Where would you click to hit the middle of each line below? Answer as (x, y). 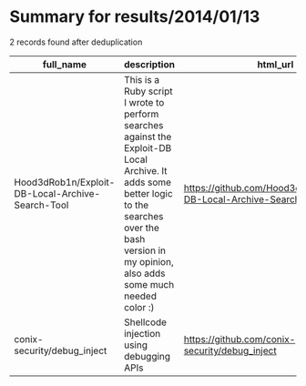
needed (141, 296)
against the (148, 137)
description (150, 64)
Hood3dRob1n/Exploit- (65, 182)
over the (142, 228)
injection (143, 333)
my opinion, (149, 261)
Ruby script (148, 91)
